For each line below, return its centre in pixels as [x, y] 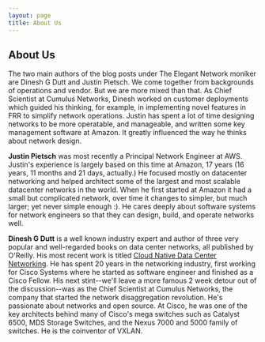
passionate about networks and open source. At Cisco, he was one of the [128, 306]
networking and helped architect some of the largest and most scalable [125, 182]
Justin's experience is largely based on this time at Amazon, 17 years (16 [126, 165]
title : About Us [35, 23]
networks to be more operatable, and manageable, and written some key [127, 124]
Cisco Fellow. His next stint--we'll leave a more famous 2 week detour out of [132, 280]
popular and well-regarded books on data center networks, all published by [131, 247]
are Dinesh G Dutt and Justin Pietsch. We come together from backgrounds [131, 82]
